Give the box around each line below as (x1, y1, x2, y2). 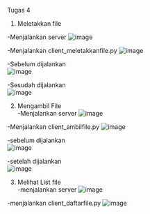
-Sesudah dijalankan (7, 81, 66, 89)
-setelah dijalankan (7, 157, 62, 165)
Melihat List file (17, 178, 61, 186)
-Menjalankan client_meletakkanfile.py (7, 47, 118, 54)
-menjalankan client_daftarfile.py (7, 199, 101, 207)
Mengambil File (17, 102, 62, 110)
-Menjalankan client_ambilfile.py (7, 123, 100, 131)
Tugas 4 (7, 6, 31, 14)
